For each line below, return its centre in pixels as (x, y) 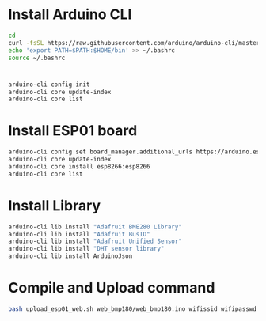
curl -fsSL (26, 43)
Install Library (55, 205)
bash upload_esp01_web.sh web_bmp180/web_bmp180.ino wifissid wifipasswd (133, 309)
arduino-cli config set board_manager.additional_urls (101, 152)
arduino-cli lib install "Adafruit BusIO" (79, 234)
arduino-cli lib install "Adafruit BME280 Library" (95, 227)
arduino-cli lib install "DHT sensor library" (86, 249)
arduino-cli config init (49, 85)
